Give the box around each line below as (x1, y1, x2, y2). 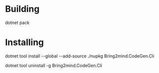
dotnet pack (5, 20, 30, 25)
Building (5, 3, 40, 15)
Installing (5, 37, 44, 48)
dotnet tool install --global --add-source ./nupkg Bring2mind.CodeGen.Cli (5, 53, 155, 59)
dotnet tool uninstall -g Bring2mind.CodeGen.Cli (5, 62, 102, 68)
